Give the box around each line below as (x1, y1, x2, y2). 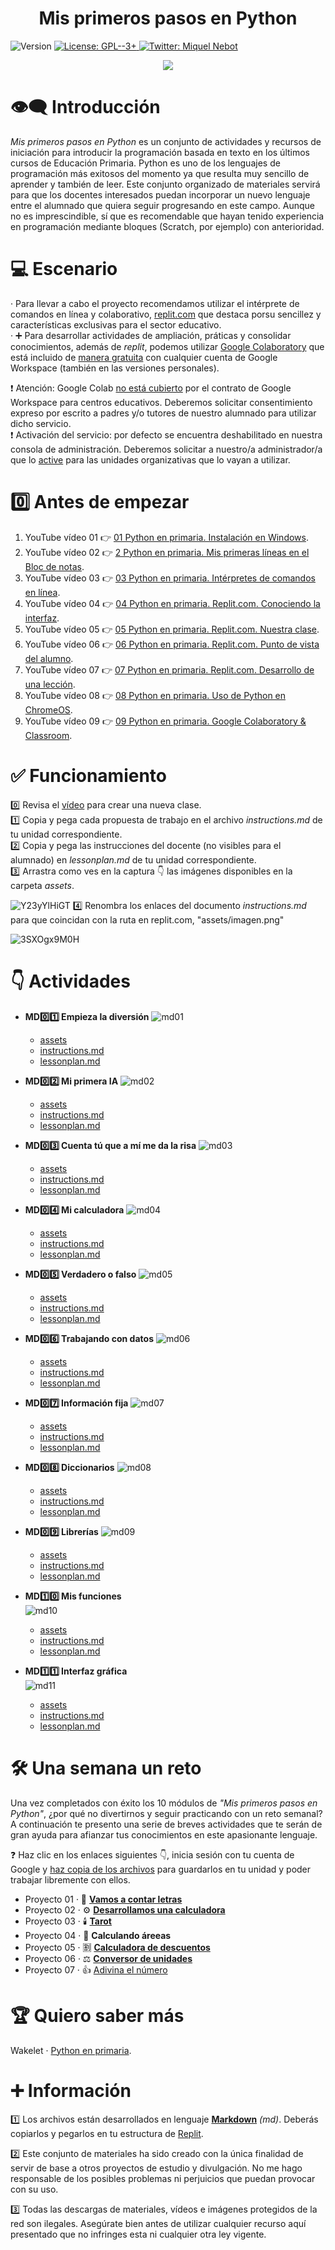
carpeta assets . (10, 879, 75, 891)
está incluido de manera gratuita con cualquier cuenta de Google (10, 351, 278, 363)
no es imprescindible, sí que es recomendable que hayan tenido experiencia (10, 210, 325, 222)
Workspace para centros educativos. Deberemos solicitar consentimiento (10, 396, 313, 408)
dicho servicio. (10, 417, 72, 429)
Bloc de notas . (24, 560, 85, 572)
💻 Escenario (10, 258, 118, 281)
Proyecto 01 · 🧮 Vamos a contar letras (24, 1893, 183, 1905)
